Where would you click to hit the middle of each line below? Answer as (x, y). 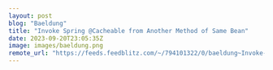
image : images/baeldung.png (56, 46)
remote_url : (28, 53)
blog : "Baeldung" (38, 23)
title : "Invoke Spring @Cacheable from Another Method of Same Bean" (129, 31)
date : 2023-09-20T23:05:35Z (56, 38)
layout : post (30, 16)
